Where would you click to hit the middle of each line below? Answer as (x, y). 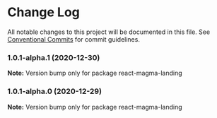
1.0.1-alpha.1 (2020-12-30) (54, 57)
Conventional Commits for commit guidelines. (74, 39)
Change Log (43, 12)
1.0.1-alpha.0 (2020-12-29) (55, 91)
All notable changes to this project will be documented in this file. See (109, 32)
